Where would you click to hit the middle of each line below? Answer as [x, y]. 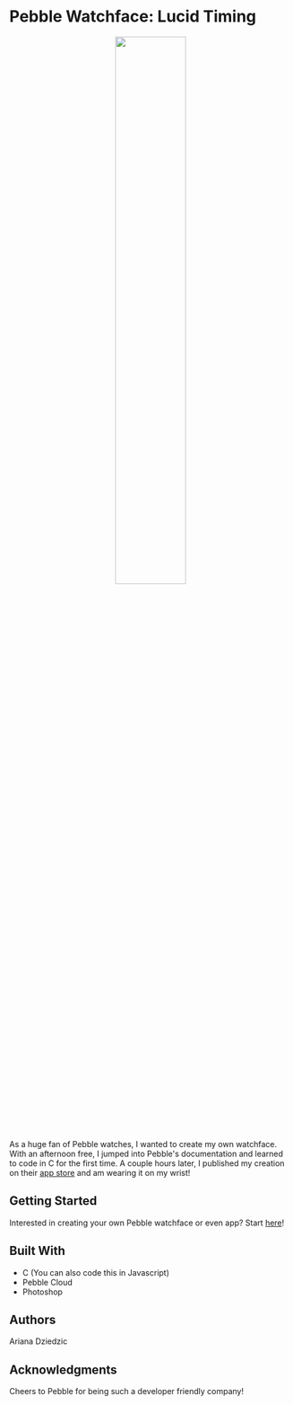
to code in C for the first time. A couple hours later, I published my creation [147, 1163]
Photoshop [42, 1292]
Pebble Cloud [47, 1282]
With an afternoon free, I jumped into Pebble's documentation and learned [146, 1153]
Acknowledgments [64, 1370]
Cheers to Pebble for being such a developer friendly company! [127, 1392]
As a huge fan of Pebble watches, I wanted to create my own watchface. [143, 1144]
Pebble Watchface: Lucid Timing [133, 17]
